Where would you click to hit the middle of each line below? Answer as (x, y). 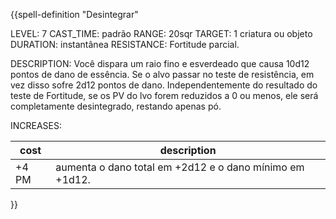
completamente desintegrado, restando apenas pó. (116, 106)
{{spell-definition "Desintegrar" (74, 14)
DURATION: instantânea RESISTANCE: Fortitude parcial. (125, 44)
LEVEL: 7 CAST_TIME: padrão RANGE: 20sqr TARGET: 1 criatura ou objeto (161, 33)
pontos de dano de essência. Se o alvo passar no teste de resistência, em (162, 74)
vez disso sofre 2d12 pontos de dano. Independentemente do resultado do (164, 85)
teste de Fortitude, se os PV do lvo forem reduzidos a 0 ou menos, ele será (164, 95)
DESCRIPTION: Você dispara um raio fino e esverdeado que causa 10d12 (160, 63)
